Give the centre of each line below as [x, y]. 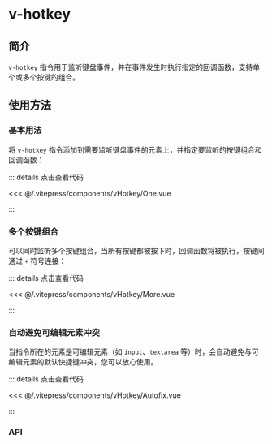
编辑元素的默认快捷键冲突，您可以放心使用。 [83, 362]
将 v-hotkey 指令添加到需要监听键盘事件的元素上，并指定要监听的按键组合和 [135, 149]
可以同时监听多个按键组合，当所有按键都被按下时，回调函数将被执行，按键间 [136, 250]
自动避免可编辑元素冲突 [54, 332]
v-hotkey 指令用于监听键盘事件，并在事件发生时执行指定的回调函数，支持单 [134, 67]
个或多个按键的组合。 [44, 77]
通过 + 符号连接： [37, 261]
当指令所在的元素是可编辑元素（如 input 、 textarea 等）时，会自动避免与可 [134, 352]
